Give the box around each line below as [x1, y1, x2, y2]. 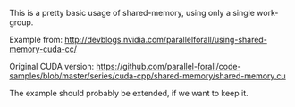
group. [9, 17, 34, 28]
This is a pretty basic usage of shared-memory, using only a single [9, 8, 255, 18]
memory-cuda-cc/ [9, 44, 78, 54]
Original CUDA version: [9, 62, 95, 71]
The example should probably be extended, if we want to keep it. [9, 88, 249, 98]
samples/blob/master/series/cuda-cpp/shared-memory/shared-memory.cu [9, 70, 286, 81]
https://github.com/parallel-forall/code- [96, 62, 241, 71]
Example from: [9, 35, 63, 45]
